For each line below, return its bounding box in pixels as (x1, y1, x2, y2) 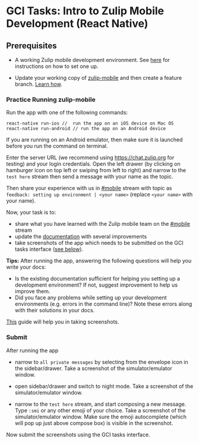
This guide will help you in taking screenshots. (6, 318, 120, 325)
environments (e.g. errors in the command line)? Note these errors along (14, 300, 192, 308)
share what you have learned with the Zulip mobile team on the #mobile (14, 221, 190, 228)
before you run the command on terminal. (6, 142, 108, 150)
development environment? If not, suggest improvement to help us (14, 281, 178, 288)
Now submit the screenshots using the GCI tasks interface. (6, 431, 150, 438)
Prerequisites (6, 41, 57, 51)
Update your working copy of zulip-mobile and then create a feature (14, 74, 182, 81)
